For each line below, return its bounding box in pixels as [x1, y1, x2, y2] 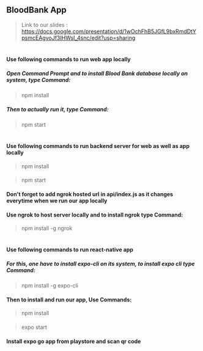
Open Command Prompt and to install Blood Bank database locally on [6, 70, 188, 77]
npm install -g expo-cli [21, 282, 78, 289]
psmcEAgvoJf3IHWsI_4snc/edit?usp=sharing [21, 34, 136, 42]
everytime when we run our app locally [6, 197, 108, 204]
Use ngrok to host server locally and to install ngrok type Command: [6, 211, 183, 218]
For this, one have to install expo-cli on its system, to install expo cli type [6, 260, 195, 267]
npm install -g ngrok [21, 224, 73, 232]
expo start [21, 323, 48, 331]
